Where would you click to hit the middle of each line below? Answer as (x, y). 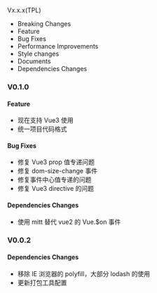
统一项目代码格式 (42, 129)
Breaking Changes (44, 24)
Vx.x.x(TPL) (24, 10)
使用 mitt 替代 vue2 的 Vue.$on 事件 (69, 222)
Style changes (38, 54)
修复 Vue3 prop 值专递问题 (56, 162)
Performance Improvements (58, 46)
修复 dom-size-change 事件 (57, 171)
